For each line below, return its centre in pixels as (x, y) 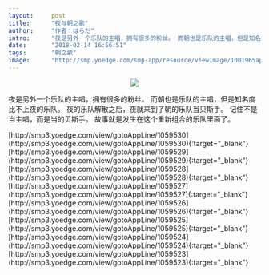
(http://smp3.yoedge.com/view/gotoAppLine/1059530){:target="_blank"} (128, 143)
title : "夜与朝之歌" (48, 23)
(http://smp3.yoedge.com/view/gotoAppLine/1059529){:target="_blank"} (128, 160)
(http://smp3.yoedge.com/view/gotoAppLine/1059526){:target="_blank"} (128, 211)
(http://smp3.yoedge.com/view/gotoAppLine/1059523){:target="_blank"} (128, 262)
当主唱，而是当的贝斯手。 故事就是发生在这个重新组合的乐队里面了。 (121, 119)
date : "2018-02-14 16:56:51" (68, 46)
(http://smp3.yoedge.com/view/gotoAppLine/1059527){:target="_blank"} (128, 194)
